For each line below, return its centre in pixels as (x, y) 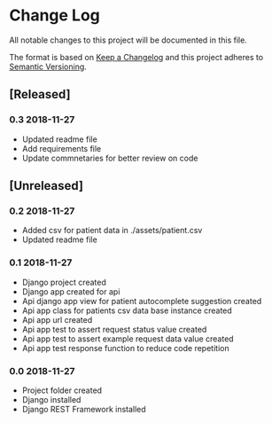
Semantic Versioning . (48, 67)
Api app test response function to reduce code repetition (125, 348)
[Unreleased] (47, 186)
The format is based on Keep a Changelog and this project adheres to (136, 57)
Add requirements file (62, 148)
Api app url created (57, 319)
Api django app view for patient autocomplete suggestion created (142, 301)
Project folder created (62, 390)
